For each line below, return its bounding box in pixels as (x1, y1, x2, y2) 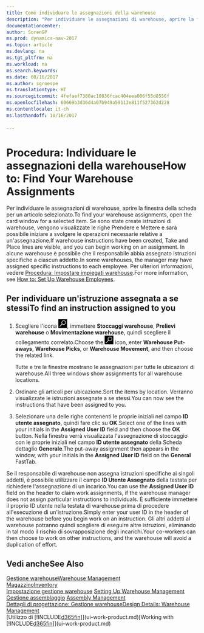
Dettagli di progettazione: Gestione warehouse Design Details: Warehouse (6, 601, 190, 608)
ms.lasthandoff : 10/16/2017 (6, 112, 78, 119)
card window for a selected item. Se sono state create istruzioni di (6, 218, 172, 225)
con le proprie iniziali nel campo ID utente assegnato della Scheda (15, 438, 182, 446)
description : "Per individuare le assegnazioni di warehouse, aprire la (6, 16, 194, 22)
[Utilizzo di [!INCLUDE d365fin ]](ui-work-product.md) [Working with (6, 614, 174, 621)
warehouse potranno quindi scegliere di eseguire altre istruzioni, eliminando (6, 522, 196, 529)
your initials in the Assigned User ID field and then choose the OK (15, 426, 180, 433)
